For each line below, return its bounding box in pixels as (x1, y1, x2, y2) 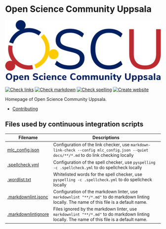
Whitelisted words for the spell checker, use (53, 171, 142, 177)
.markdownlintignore (7, 211, 49, 217)
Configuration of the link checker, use (53, 142, 130, 148)
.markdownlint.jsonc (7, 194, 48, 200)
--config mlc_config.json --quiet (77, 148, 149, 153)
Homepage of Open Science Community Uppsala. (5, 96, 107, 102)
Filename (18, 135, 38, 140)
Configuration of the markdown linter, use (53, 189, 138, 195)
